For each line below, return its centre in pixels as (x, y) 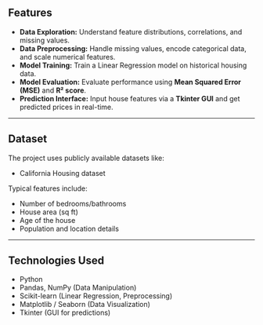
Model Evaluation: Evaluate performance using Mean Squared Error (130, 82)
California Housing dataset (62, 173)
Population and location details (69, 228)
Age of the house (47, 220)
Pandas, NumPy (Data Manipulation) (78, 288)
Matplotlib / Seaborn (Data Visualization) (85, 305)
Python (31, 279)
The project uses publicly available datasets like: (86, 158)
